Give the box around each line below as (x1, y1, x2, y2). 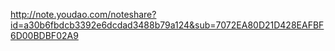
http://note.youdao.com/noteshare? (10, 9, 157, 20)
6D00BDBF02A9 (10, 30, 79, 41)
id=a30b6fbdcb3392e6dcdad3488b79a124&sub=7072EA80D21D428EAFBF (10, 19, 325, 31)
